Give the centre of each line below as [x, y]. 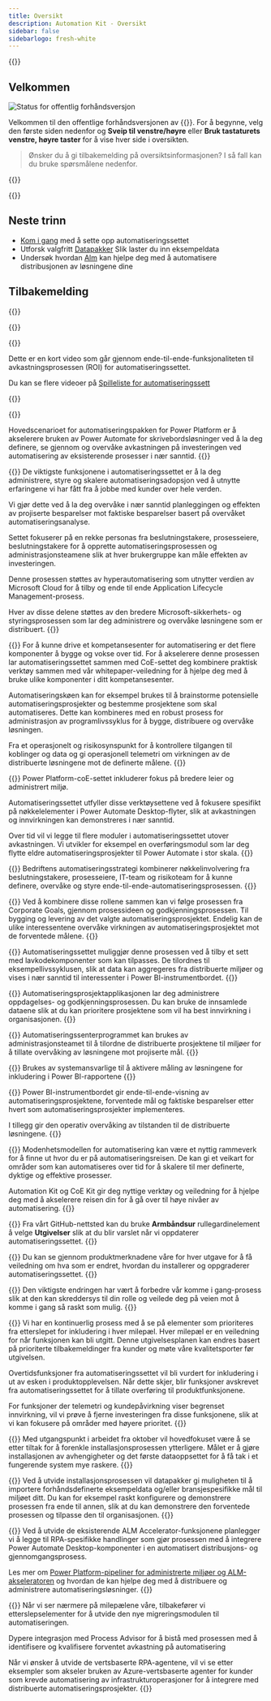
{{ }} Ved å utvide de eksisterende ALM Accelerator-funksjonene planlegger [135, 1531]
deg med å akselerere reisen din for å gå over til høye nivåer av [114, 1199]
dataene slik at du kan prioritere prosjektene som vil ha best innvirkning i [130, 1010]
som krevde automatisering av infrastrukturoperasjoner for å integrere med [134, 1679]
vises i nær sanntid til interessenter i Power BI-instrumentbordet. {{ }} [123, 977]
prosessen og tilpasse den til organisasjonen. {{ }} [91, 1514]
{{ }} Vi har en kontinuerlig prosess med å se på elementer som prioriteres [131, 1322]
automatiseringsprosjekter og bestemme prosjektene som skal [113, 703]
